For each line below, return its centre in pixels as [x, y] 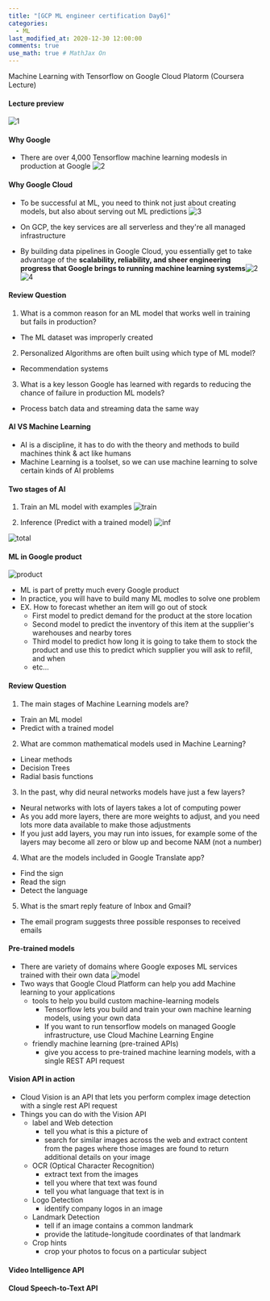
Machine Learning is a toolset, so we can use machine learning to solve [139, 462]
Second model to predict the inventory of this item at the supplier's [143, 624]
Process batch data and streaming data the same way [109, 408]
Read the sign [43, 882]
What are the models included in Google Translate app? [112, 857]
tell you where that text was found [100, 1183]
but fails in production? [58, 321]
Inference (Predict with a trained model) [86, 523]
